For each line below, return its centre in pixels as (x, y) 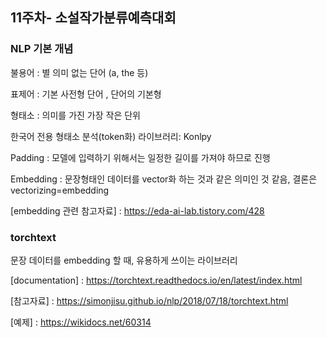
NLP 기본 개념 (42, 49)
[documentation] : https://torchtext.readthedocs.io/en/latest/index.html (156, 280)
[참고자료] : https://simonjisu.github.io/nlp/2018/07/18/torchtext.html (149, 300)
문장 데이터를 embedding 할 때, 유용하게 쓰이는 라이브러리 (124, 260)
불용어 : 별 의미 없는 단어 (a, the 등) (79, 72)
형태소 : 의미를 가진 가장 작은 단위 (75, 115)
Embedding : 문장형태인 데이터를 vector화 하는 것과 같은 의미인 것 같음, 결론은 (164, 179)
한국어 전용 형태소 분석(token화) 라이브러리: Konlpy (111, 136)
